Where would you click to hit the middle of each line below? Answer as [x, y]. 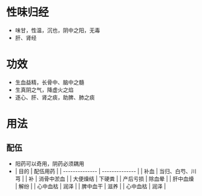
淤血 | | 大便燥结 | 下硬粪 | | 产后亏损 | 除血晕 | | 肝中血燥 [124, 179]
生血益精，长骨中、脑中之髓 [50, 82]
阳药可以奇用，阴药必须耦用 [50, 163]
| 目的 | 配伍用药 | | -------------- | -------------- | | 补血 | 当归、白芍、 [103, 171]
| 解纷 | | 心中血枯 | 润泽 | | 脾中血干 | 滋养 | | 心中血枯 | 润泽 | [90, 186]
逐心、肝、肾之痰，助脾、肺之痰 [55, 97]
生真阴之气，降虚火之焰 [44, 90]
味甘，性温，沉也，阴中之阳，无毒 [57, 30]
